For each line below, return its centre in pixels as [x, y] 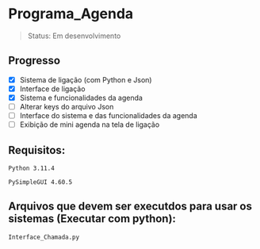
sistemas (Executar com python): [92, 219]
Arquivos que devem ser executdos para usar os [130, 207]
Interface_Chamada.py [44, 237]
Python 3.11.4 [32, 168]
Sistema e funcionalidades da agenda [81, 98]
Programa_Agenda [71, 14]
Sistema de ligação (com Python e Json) [86, 79]
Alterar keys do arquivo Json [67, 106]
